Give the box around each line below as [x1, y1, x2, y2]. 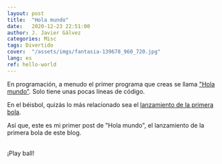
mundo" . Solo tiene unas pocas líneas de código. [7, 87, 145, 95]
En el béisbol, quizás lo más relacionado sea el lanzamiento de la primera [7, 100, 214, 108]
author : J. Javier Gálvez [7, 29, 81, 36]
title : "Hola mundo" [7, 16, 69, 23]
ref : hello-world [7, 61, 57, 68]
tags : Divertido [7, 42, 53, 49]
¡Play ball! [7, 149, 35, 157]
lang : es [7, 55, 32, 62]
